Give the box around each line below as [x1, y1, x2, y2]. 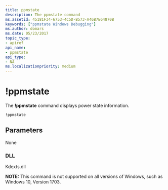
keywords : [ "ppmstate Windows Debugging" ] [5, 21, 96, 27]
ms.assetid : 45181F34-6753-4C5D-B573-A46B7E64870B [5, 17, 114, 22]
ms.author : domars [5, 26, 44, 31]
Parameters [5, 126, 43, 135]
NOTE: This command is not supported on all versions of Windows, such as [5, 173, 163, 180]
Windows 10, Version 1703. [5, 179, 61, 185]
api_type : [5, 54, 26, 60]
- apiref [5, 41, 24, 46]
